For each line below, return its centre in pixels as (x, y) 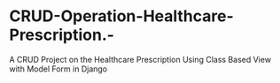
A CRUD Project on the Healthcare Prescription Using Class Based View (140, 59)
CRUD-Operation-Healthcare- (122, 16)
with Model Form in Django (58, 69)
